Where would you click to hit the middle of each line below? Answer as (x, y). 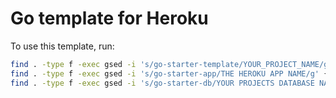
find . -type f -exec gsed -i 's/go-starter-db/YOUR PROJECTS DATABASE (162, 83)
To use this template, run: (62, 46)
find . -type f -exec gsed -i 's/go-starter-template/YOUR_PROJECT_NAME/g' (171, 64)
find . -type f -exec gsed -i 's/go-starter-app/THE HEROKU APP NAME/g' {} (171, 73)
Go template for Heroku (109, 18)
